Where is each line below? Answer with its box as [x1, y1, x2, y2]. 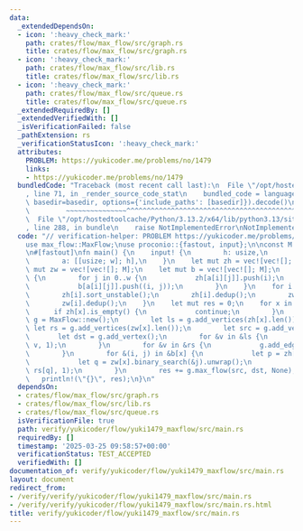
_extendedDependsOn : [17, 22, 95, 31]
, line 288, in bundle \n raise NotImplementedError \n [25, 223, 244, 232]
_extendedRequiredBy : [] [17, 106, 111, 115]
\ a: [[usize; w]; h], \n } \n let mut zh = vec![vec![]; [25, 256, 293, 266]
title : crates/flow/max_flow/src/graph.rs [25, 47, 188, 56]
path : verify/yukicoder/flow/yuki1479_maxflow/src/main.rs [17, 424, 244, 433]
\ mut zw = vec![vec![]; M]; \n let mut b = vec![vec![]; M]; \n [25, 265, 280, 275]
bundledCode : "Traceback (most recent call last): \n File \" [17, 182, 256, 191]
